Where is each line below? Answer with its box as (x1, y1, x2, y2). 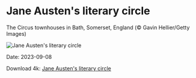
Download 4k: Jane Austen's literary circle (6, 64, 111, 72)
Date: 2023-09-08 (6, 53, 52, 60)
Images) (6, 30, 27, 37)
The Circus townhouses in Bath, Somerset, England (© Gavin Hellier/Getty (6, 24, 190, 31)
